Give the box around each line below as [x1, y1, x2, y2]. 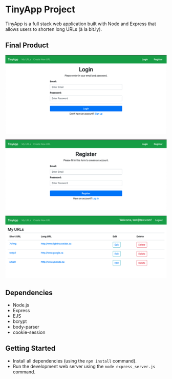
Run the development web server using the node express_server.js [12, 363, 156, 369]
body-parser [12, 324, 39, 330]
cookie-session [12, 329, 46, 335]
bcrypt [12, 318, 27, 324]
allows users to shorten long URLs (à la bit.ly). [5, 26, 102, 32]
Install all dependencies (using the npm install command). [12, 357, 137, 364]
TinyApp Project [5, 4, 76, 15]
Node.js [12, 302, 30, 308]
